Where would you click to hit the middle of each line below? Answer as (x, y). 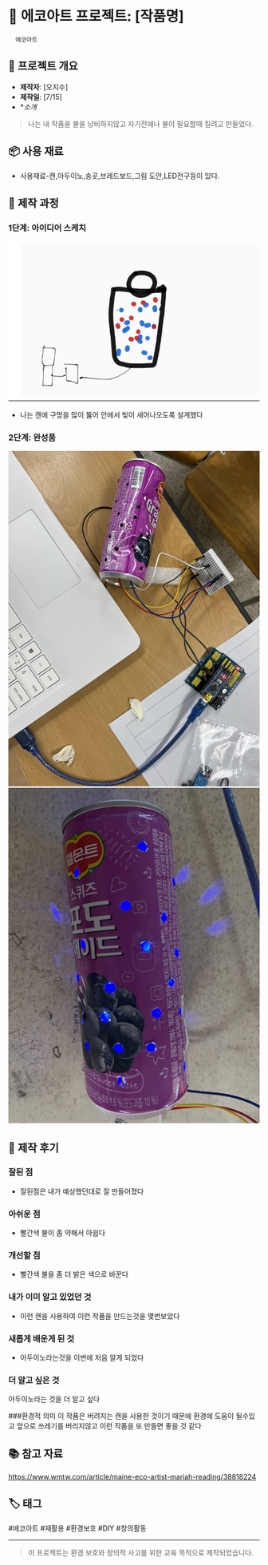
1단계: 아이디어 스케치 (47, 228)
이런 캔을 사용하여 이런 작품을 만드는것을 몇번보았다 (100, 1316)
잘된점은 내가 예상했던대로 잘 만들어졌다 (82, 1191)
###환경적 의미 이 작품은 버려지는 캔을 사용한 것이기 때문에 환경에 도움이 (121, 1416)
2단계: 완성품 (32, 438)
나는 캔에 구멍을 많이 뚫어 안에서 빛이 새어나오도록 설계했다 (111, 414)
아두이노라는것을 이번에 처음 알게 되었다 (82, 1357)
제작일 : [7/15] (41, 97)
